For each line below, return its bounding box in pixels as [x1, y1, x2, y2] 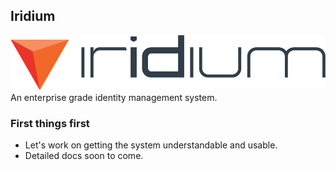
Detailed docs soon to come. [24, 149, 144, 161]
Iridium [10, 8, 56, 25]
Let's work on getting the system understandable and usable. [24, 139, 278, 151]
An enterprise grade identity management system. [10, 91, 218, 103]
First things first [10, 116, 90, 130]
